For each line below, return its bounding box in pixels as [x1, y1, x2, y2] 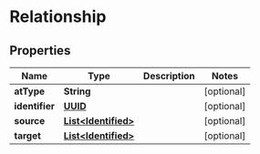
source [14, 115, 46, 127]
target [14, 129, 41, 142]
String [63, 85, 91, 98]
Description [142, 70, 196, 82]
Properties [9, 43, 71, 58]
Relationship [9, 6, 107, 27]
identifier [14, 100, 55, 112]
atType [14, 85, 46, 98]
